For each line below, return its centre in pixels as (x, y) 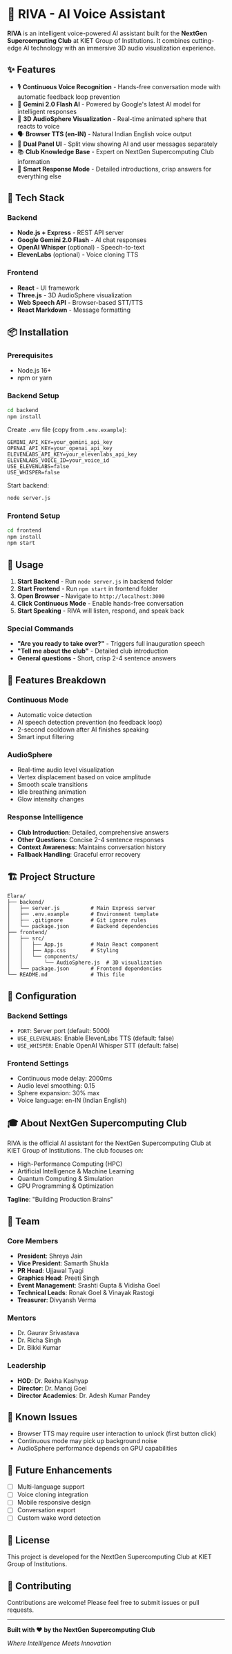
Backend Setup (33, 396)
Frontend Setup (34, 516)
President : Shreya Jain (50, 1256)
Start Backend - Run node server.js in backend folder (95, 582)
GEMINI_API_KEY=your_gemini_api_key (60, 443)
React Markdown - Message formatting (74, 310)
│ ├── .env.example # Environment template (83, 914)
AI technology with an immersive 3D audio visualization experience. (119, 48)
